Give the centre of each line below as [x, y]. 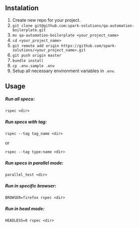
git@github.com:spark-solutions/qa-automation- [84, 26]
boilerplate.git [29, 30]
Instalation [22, 8]
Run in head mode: [25, 208]
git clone [23, 26]
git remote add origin [36, 46]
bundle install [28, 61]
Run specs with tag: [26, 122]
